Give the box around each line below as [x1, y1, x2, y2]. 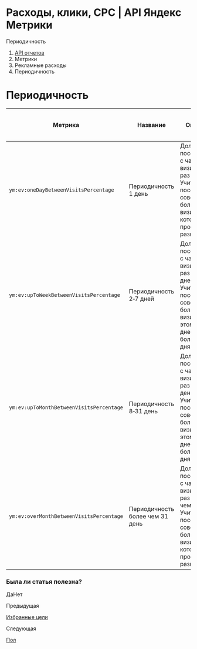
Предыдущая [6, 603, 39, 610]
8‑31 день [128, 407, 158, 415]
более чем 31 [128, 512, 169, 520]
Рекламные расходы [14, 62, 67, 69]
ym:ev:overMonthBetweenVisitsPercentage [9, 513, 123, 520]
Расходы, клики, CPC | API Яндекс [6, 6, 182, 19]
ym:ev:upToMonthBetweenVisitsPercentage [9, 404, 123, 411]
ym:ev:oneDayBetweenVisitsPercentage [9, 186, 114, 193]
